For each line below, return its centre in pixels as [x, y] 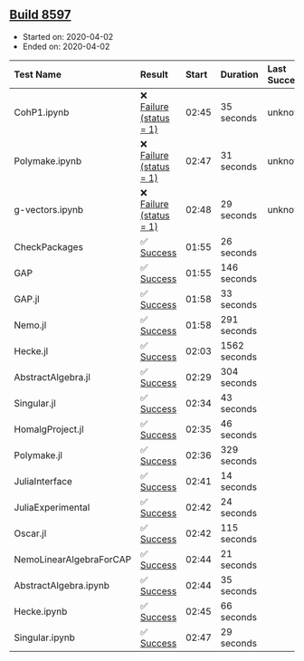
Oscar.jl [30, 533]
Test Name [38, 74]
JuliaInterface [43, 481]
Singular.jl [35, 403]
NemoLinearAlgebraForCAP [73, 559]
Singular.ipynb [44, 637]
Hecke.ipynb [41, 611]
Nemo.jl [30, 325]
